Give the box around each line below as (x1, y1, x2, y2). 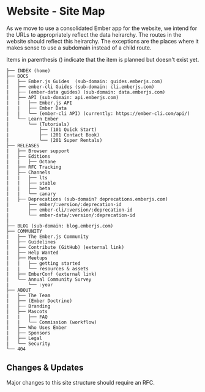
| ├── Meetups (6, 255, 48, 261)
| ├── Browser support (6, 148, 70, 154)
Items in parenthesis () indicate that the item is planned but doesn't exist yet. (6, 56, 199, 63)
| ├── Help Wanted (6, 250, 59, 256)
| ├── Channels (6, 169, 51, 176)
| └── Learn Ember (6, 116, 59, 122)
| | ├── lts (6, 174, 48, 181)
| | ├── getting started (6, 260, 81, 267)
